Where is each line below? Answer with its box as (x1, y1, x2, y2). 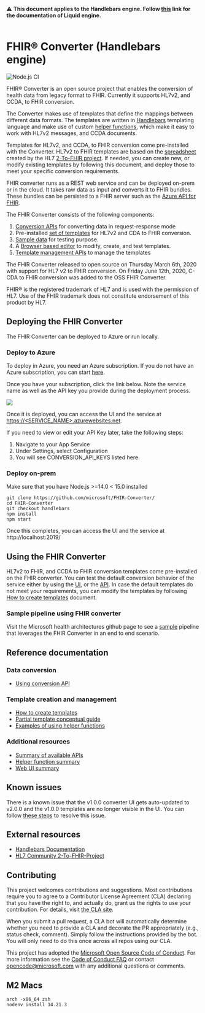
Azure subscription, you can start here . (6, 368, 106, 376)
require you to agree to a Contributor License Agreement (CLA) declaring (6, 893, 191, 900)
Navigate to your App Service (15, 441, 90, 448)
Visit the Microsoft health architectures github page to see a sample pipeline (6, 623, 199, 631)
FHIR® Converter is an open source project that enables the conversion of (6, 85, 193, 92)
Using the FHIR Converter (6, 551, 106, 562)
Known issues (6, 782, 62, 793)
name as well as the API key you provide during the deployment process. (6, 387, 191, 395)
